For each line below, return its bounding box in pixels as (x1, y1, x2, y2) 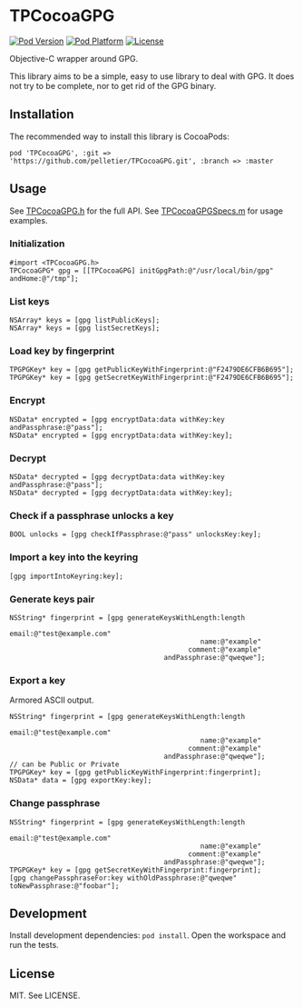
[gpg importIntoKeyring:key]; (9, 572, 124, 581)
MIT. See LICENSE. (9, 990, 81, 1001)
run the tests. (9, 940, 59, 951)
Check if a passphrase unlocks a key (9, 509, 174, 522)
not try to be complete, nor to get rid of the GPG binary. (9, 80, 217, 91)
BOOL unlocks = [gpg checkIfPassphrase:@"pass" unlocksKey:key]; (9, 530, 261, 539)
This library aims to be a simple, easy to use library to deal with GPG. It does (9, 70, 295, 82)
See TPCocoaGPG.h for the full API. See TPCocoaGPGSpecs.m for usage (9, 205, 284, 216)
